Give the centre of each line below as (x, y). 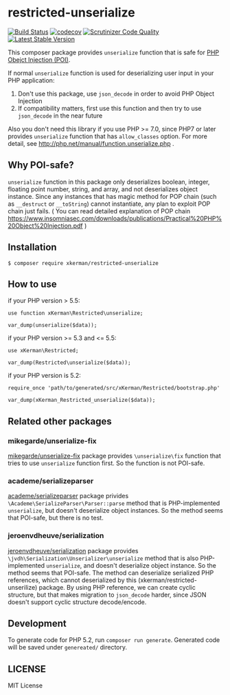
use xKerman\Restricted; (43, 351)
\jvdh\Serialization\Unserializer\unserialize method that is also (103, 558)
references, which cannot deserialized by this (72, 580)
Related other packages (60, 421)
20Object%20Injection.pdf (45, 226)
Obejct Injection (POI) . (39, 59)
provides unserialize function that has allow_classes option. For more (108, 136)
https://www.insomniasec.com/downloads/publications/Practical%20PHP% (115, 218)
